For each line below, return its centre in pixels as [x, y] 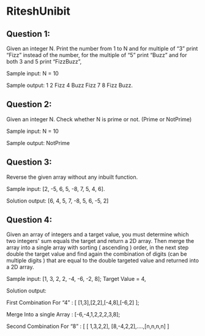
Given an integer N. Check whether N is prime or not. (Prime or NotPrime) [99, 119]
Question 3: [29, 162]
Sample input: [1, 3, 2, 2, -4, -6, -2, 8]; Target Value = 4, [76, 279]
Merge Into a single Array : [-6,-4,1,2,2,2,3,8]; [63, 315]
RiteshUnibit [38, 11]
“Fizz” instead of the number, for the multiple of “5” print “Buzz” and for [97, 55]
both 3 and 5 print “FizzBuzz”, [44, 62]
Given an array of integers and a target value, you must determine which [98, 234]
